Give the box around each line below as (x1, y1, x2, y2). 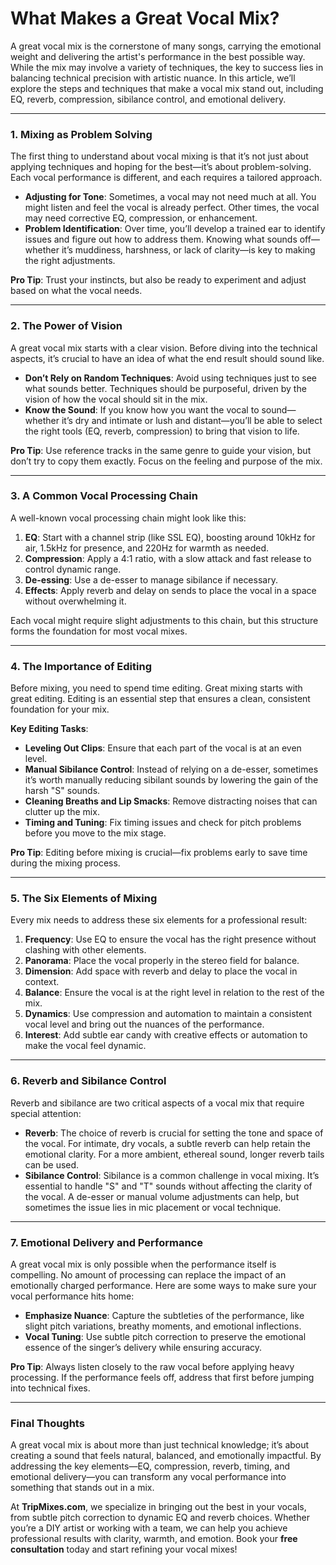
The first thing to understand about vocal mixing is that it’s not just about (10, 150, 309, 162)
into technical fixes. (10, 1382, 91, 1394)
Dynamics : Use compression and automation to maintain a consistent (24, 1008, 312, 1020)
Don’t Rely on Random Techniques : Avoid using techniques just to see (24, 372, 318, 384)
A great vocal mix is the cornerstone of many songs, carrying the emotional (10, 40, 322, 52)
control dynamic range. (24, 563, 122, 575)
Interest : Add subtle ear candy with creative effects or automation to (24, 1029, 308, 1041)
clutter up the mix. (24, 806, 100, 818)
